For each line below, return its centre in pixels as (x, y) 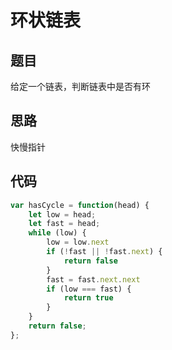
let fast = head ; (64, 224)
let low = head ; (62, 214)
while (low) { (57, 233)
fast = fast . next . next (93, 279)
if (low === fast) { (89, 289)
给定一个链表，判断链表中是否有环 (80, 86)
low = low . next (78, 242)
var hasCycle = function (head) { (80, 205)
